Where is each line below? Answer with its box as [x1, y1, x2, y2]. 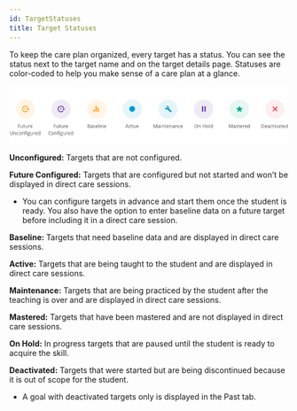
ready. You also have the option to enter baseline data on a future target [21, 205, 285, 216]
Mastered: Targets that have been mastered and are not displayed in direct [9, 312, 284, 322]
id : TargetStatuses [9, 14, 82, 23]
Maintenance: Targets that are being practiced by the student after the [9, 285, 269, 296]
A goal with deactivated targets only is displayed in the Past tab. [21, 392, 257, 402]
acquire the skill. [9, 348, 69, 359]
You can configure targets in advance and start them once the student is [21, 196, 287, 207]
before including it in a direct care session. [21, 215, 178, 226]
